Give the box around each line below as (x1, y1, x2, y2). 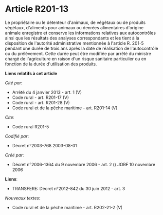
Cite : (5, 114, 15, 120)
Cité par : (5, 79, 23, 86)
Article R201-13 (5, 3, 69, 15)
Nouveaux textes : (5, 195, 40, 201)
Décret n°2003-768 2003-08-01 (12, 142, 77, 148)
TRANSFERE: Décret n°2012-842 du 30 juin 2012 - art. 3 (12, 185, 125, 191)
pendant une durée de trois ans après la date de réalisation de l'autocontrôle (5, 45, 158, 51)
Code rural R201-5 (12, 123, 49, 130)
